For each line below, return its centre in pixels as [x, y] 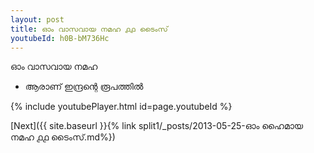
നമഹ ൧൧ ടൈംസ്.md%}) [63, 137]
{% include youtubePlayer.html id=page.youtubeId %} [121, 107]
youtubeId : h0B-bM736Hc [60, 38]
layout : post [37, 19]
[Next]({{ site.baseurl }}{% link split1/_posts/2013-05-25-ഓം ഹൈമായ [157, 126]
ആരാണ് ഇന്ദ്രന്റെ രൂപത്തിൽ [84, 87]
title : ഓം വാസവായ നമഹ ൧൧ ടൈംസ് [89, 29]
